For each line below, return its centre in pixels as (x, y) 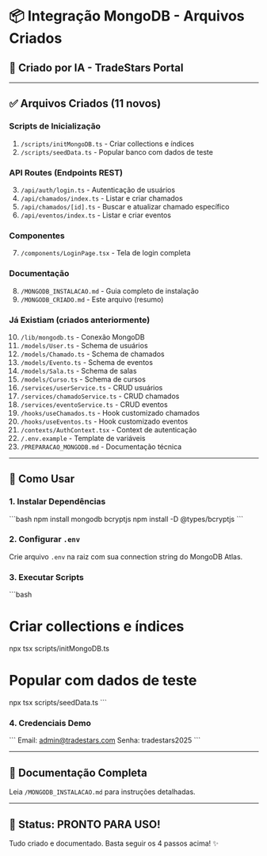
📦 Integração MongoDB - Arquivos (127, 16)
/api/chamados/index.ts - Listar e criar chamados (101, 198)
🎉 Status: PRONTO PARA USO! (85, 824)
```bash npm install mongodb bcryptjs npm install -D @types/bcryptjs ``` (126, 519)
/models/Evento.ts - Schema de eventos (87, 362)
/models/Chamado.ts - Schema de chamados (92, 354)
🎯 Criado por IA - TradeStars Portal (96, 68)
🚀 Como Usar (42, 479)
